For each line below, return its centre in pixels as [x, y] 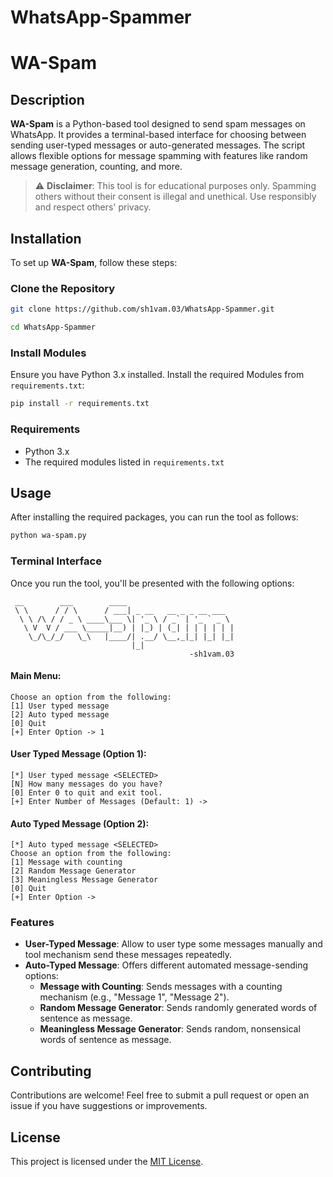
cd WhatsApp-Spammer [53, 327]
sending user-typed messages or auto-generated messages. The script [158, 145]
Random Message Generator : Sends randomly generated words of [178, 1008]
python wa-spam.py [48, 536]
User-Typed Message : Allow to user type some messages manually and [173, 944]
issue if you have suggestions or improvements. [109, 1106]
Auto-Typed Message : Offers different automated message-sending [166, 965]
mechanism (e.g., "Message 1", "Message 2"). [134, 997]
